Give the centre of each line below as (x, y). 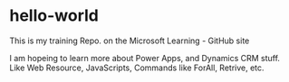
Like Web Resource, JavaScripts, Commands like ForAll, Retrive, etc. (137, 68)
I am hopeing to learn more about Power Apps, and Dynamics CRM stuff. (145, 58)
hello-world (54, 16)
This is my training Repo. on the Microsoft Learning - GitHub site (130, 41)
